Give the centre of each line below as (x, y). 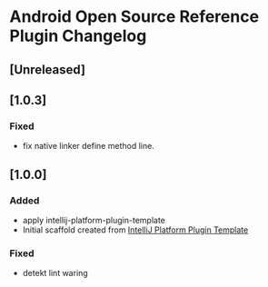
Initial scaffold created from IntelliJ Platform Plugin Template (135, 230)
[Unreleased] (48, 69)
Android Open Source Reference (134, 17)
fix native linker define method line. (88, 146)
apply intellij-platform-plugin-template (94, 220)
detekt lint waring (55, 273)
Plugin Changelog (78, 36)
